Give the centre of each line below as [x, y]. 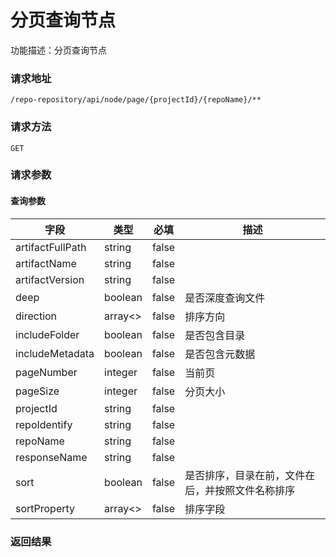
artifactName [46, 263]
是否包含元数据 [220, 354]
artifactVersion [50, 279]
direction [36, 316]
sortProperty [45, 508]
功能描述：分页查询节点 [58, 50]
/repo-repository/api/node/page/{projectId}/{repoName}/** [136, 100]
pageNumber [46, 372]
